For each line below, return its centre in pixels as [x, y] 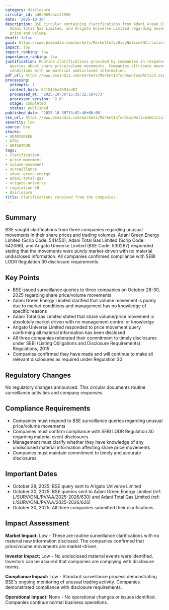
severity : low [20, 122]
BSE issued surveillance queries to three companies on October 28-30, [86, 290]
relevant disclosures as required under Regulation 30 [67, 359]
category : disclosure [28, 10]
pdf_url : [14, 76]
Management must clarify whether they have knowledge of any [78, 442]
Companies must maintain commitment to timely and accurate [77, 453]
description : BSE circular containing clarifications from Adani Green [82, 24]
